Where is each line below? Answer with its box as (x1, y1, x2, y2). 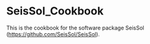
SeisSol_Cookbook (6, 4, 104, 18)
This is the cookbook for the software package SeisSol (6, 24, 144, 31)
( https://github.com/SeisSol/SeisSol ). (6, 30, 100, 37)
